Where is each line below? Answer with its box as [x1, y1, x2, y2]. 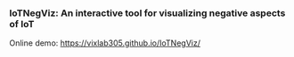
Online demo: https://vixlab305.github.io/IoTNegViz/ [9, 38, 200, 48]
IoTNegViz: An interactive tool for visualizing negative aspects [9, 7, 286, 19]
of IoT [9, 18, 35, 30]
